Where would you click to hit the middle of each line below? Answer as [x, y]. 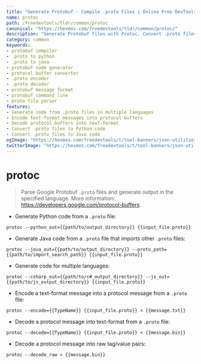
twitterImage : [24, 145]
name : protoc [22, 17]
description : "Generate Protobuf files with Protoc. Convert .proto [93, 34]
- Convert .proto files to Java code [53, 135]
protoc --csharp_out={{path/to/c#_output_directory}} [75, 276]
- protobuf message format [40, 90]
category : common [28, 40]
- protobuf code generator [40, 67]
